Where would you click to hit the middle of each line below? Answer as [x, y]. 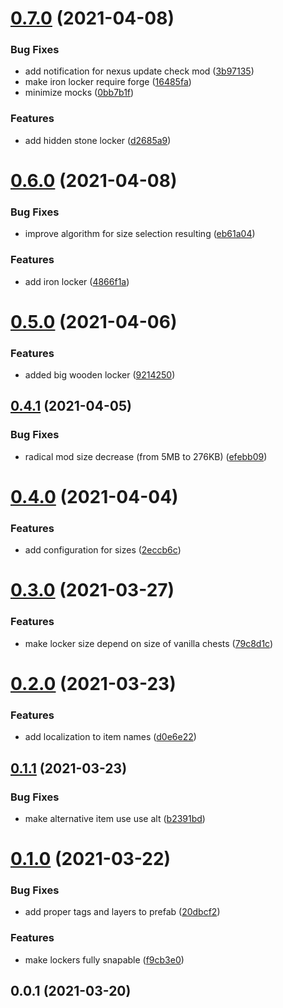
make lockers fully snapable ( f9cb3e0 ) [104, 959]
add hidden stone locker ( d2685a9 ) [98, 140]
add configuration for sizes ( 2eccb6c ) [103, 550]
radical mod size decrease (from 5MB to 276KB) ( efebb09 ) [146, 456]
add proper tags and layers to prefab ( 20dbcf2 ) [122, 912]
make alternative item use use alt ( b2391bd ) [115, 818]
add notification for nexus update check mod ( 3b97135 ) [139, 71]
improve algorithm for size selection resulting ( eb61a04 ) [140, 234]
